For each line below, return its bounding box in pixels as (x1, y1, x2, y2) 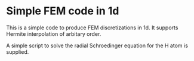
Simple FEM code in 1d (6, 4, 119, 18)
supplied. (6, 48, 29, 55)
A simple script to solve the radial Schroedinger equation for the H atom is (6, 42, 188, 49)
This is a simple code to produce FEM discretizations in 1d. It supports (6, 24, 178, 31)
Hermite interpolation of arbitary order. (6, 30, 101, 37)
